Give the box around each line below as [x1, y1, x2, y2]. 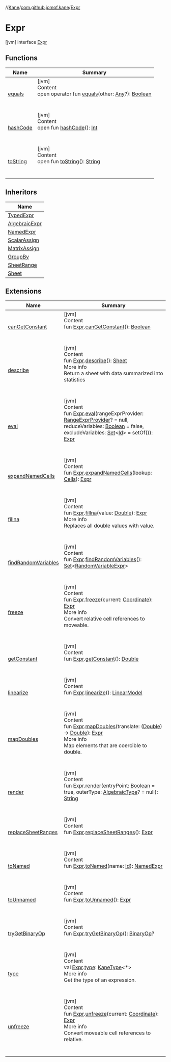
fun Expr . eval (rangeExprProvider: [64, 410, 144, 417]
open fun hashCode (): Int [37, 124, 98, 131]
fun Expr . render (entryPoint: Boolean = [64, 782, 155, 789]
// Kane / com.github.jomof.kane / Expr [5, 5, 80, 10]
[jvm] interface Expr [5, 39, 47, 45]
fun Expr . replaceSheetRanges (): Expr [64, 828, 153, 836]
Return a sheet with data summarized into [64, 370, 163, 377]
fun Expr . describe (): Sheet [64, 357, 127, 364]
